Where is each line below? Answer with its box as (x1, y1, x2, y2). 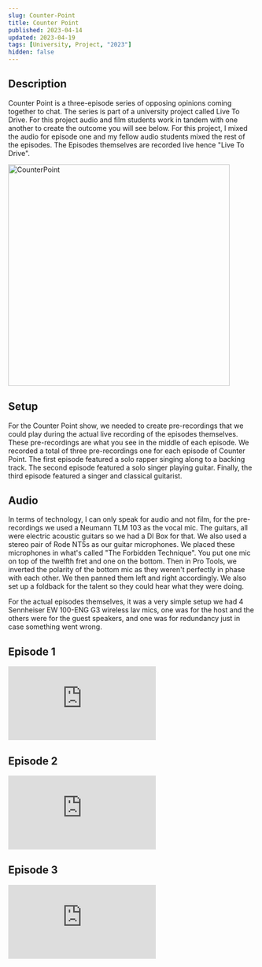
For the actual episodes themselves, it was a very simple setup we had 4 (8, 597, 244, 607)
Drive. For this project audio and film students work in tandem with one (8, 115, 238, 125)
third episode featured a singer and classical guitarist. (8, 470, 183, 481)
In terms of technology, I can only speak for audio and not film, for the (8, 515, 235, 524)
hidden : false (8, 48, 55, 56)
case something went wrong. (8, 622, 102, 631)
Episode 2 (8, 754, 58, 768)
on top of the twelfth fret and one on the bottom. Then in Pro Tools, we (8, 556, 238, 566)
